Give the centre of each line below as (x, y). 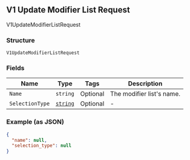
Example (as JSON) (35, 122)
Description (145, 84)
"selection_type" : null (41, 146)
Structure (21, 40)
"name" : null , (29, 140)
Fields (15, 68)
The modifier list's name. (145, 94)
